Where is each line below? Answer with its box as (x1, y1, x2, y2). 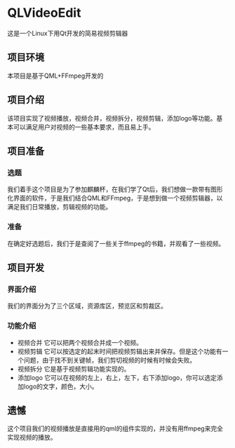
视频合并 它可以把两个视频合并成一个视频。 (17, 338, 142, 346)
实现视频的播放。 (7, 433, 57, 442)
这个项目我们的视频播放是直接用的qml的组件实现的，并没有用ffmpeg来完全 (7, 424, 223, 433)
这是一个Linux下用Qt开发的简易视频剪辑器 (7, 29, 128, 37)
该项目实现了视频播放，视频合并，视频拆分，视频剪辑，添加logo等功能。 (7, 114, 217, 122)
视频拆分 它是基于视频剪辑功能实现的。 (17, 365, 130, 373)
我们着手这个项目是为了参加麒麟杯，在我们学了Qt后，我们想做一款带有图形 (7, 185, 223, 194)
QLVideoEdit (7, 5, 81, 21)
